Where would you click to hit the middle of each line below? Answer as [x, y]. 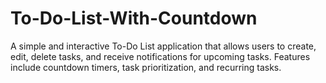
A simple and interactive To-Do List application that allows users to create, [163, 46]
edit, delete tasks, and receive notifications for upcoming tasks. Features [160, 56]
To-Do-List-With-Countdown [134, 18]
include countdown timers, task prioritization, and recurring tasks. [146, 67]
